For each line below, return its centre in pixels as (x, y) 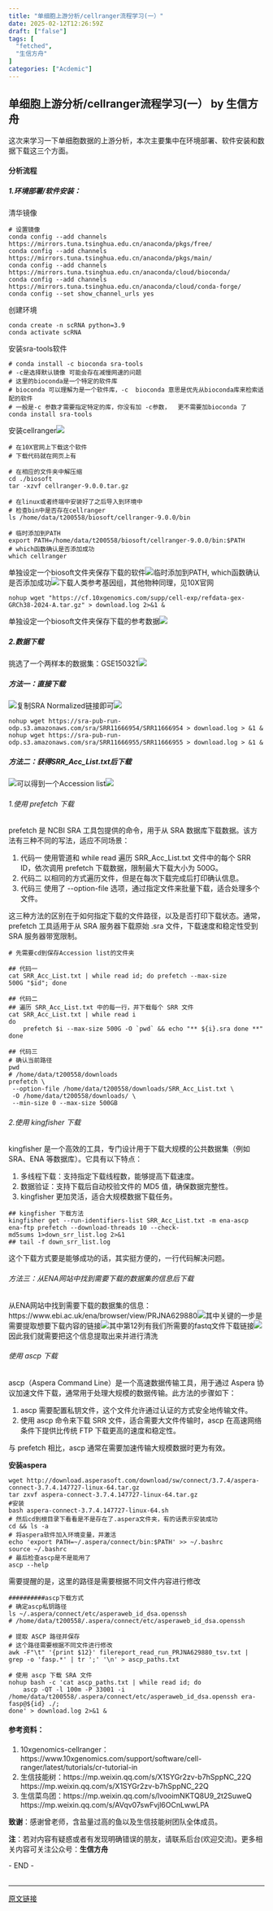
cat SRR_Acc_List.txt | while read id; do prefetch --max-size (118, 976)
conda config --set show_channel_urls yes (81, 294)
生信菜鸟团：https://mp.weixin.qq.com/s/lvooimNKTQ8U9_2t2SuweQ (136, 1796)
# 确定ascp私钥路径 (38, 1607)
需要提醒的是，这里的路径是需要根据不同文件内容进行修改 (104, 1581)
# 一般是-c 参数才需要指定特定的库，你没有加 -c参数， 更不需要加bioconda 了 (128, 408)
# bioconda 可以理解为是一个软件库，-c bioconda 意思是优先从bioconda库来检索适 (136, 390)
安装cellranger (32, 431)
